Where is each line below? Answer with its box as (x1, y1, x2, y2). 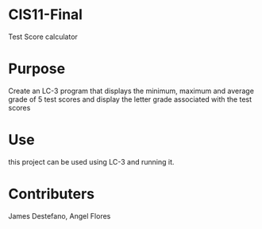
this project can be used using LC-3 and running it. (8, 157, 175, 166)
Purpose (8, 60, 66, 78)
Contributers (8, 185, 95, 203)
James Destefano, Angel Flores (8, 211, 111, 220)
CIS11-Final (8, 6, 83, 24)
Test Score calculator (8, 32, 78, 41)
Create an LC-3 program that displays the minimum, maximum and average (8, 86, 254, 95)
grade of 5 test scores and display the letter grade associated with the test (8, 94, 252, 104)
